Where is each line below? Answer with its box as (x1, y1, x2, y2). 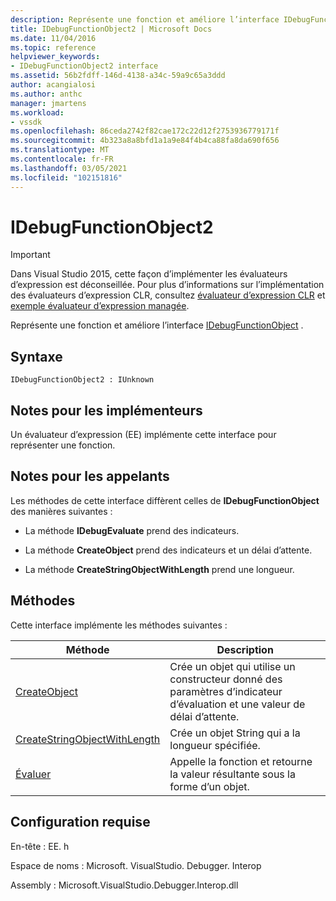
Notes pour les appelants (10, 468, 170, 485)
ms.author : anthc (10, 89, 83, 99)
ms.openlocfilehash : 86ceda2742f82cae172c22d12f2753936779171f (10, 126, 280, 136)
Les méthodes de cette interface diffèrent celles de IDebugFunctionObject (10, 494, 320, 506)
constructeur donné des (169, 672, 283, 686)
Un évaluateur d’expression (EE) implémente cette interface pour (10, 429, 277, 441)
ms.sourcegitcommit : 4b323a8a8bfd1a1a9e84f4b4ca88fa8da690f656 (10, 136, 280, 146)
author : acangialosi (10, 80, 97, 90)
